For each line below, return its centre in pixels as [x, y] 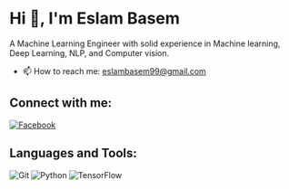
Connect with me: [61, 103]
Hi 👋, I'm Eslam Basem [95, 19]
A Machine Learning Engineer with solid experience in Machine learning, [145, 43]
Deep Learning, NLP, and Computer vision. [90, 52]
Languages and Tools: [74, 153]
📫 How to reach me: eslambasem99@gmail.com [114, 71]
